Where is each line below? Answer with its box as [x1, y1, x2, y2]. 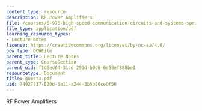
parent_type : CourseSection [6, 59, 77, 65]
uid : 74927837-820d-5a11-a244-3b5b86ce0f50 [6, 82, 117, 88]
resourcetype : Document [6, 70, 66, 76]
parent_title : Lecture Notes [6, 53, 79, 59]
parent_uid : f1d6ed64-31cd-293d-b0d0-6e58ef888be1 [6, 64, 136, 71]
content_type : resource [6, 8, 66, 15]
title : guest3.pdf [6, 76, 52, 82]
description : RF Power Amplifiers [6, 14, 93, 20]
